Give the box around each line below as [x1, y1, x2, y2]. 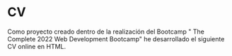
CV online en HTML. [7, 42, 66, 50]
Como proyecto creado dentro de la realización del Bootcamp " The [7, 27, 205, 36]
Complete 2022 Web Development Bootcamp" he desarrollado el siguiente [7, 34, 225, 43]
